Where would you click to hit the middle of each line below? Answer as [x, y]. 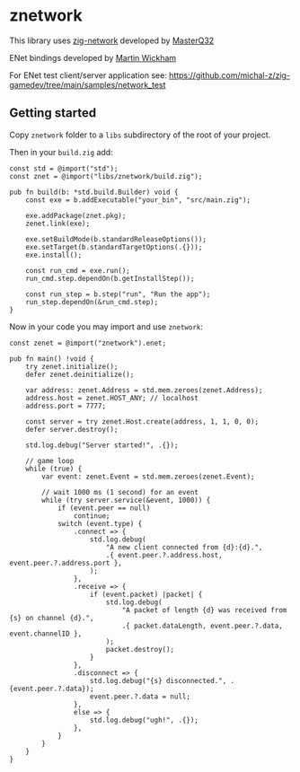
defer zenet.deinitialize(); [80, 374]
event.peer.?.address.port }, [66, 563]
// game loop [50, 461]
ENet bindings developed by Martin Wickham [93, 57]
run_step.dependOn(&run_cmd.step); [92, 302]
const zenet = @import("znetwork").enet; [88, 343]
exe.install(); [54, 255]
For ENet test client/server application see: [88, 75]
